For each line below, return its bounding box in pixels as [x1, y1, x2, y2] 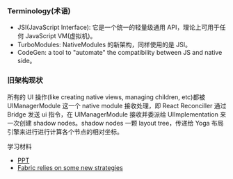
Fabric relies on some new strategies [17, 163, 123, 171]
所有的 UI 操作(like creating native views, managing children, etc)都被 [7, 92, 205, 101]
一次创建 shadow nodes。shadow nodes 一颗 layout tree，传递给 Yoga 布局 [7, 119, 224, 127]
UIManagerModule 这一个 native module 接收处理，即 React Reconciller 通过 [7, 101, 227, 110]
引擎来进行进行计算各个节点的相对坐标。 [7, 127, 123, 136]
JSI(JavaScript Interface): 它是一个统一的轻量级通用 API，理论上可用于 [17, 23, 220, 32]
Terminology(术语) [7, 6, 71, 15]
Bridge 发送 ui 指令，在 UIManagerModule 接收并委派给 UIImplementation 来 [7, 110, 227, 119]
